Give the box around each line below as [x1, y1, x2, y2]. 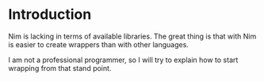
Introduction [8, 6, 92, 24]
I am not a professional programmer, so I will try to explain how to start [8, 55, 239, 64]
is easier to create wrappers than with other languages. [8, 39, 189, 49]
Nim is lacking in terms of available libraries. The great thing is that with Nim [8, 31, 257, 41]
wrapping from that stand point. [8, 63, 112, 72]
